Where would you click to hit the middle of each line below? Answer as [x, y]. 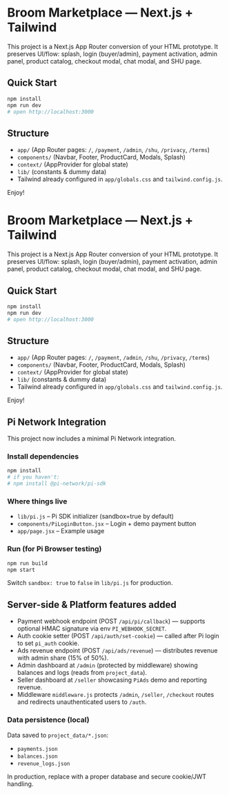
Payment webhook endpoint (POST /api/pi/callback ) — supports [111, 621]
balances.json [37, 756]
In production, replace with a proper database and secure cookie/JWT [107, 776]
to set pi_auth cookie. [48, 643]
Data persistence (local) [48, 720]
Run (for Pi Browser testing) [54, 549]
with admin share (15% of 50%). [63, 658]
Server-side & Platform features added [92, 605]
